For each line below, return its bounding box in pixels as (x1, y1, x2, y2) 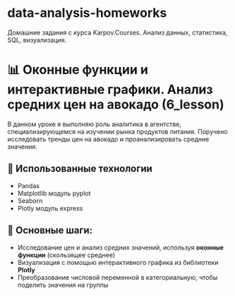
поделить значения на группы (17, 280, 109, 289)
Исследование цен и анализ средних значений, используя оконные (17, 243, 224, 252)
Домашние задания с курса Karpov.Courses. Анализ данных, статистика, (7, 28, 228, 37)
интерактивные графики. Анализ (7, 82, 213, 98)
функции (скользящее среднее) (17, 250, 116, 259)
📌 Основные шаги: (7, 224, 93, 237)
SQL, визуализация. (7, 35, 67, 44)
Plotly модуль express (17, 204, 83, 212)
